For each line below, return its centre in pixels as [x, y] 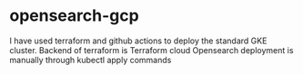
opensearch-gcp [74, 16]
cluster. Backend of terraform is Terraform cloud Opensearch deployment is [151, 50]
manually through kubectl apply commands [91, 60]
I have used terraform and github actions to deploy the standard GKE [138, 41]
